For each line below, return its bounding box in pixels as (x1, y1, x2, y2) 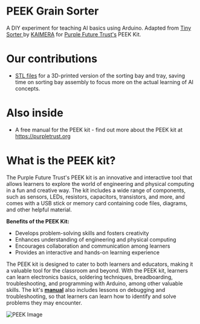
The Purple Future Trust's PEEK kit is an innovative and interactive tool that (6, 174, 192, 181)
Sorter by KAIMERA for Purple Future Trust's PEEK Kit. (6, 30, 141, 38)
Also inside (6, 106, 63, 120)
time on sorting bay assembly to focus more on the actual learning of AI (15, 78, 194, 85)
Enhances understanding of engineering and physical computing (15, 236, 176, 243)
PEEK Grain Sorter (6, 4, 99, 18)
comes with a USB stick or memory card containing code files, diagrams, (6, 199, 188, 207)
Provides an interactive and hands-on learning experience (15, 248, 160, 256)
